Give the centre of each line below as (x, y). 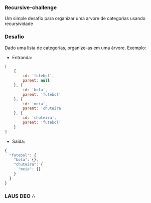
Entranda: (22, 57)
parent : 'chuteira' (43, 109)
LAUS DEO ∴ (20, 196)
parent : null (36, 81)
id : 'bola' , (35, 90)
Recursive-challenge (31, 8)
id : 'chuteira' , (40, 118)
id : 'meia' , (35, 104)
